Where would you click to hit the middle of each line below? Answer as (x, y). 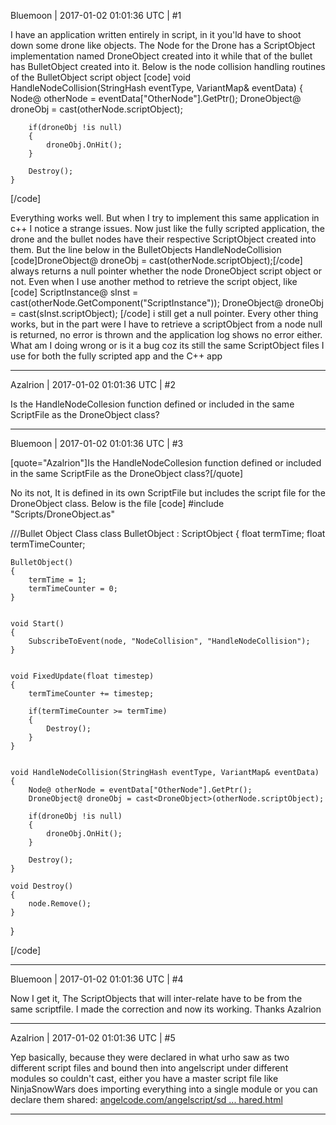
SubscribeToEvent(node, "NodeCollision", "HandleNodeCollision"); (169, 641)
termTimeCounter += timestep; (91, 694)
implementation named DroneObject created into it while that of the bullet (161, 56)
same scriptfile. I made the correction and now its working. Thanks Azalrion (166, 1009)
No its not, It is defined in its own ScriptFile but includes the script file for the (168, 493)
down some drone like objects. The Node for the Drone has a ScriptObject (163, 45)
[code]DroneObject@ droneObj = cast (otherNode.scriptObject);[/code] (156, 260)
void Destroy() (42, 886)
